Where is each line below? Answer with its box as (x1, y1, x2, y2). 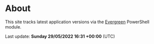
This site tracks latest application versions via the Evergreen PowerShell (5, 19, 150, 25)
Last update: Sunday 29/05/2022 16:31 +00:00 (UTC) (5, 33, 115, 39)
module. (5, 24, 22, 29)
